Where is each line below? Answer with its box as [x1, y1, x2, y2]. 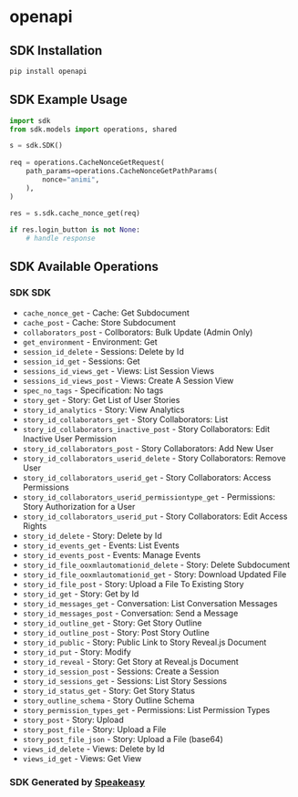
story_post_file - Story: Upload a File [22, 723, 167, 735]
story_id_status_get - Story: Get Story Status [22, 685, 196, 696]
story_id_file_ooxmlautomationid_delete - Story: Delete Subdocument [22, 559, 291, 570]
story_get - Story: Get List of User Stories [22, 394, 180, 405]
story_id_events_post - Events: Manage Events [22, 549, 201, 560]
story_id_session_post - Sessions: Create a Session [22, 666, 220, 677]
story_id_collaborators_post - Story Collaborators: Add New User [22, 442, 274, 453]
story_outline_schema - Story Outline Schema [22, 695, 195, 706]
